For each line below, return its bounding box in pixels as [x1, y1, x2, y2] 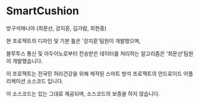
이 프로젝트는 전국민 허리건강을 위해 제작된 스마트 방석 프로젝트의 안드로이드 [6, 70, 182, 77]
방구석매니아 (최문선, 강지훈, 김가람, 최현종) [6, 24, 107, 32]
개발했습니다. [12, 57, 43, 64]
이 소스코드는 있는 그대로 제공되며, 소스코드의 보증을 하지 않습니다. [6, 90, 160, 97]
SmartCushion [6, 4, 79, 18]
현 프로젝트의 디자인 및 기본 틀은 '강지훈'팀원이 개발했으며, [6, 37, 141, 44]
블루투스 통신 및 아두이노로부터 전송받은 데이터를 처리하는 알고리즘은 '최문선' [6, 49, 184, 57]
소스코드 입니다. [26, 77, 64, 85]
